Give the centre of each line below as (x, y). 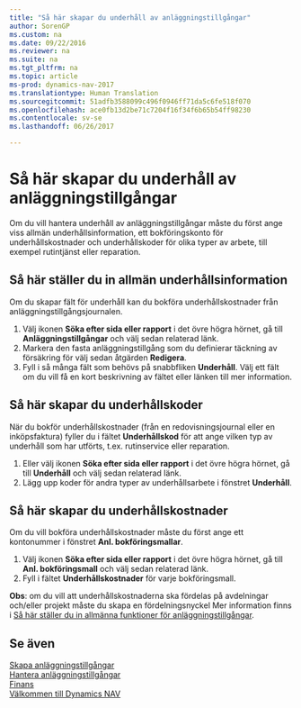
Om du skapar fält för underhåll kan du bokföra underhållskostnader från (144, 302)
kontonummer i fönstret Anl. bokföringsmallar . (97, 542)
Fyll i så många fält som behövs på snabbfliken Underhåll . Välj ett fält (151, 367)
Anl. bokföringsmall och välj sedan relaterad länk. (115, 569)
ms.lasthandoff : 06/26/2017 (62, 127)
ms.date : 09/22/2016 (48, 43)
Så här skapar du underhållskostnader (119, 510)
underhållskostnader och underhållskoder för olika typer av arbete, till (138, 242)
